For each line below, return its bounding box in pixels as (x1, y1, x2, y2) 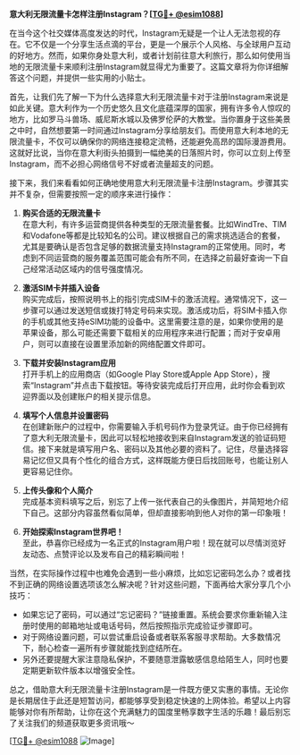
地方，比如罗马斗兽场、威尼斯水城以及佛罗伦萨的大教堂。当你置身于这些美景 (9, 114, 291, 124)
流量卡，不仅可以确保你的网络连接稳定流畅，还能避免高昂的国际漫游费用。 (16, 136, 291, 147)
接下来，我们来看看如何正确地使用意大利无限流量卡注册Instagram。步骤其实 (9, 178, 288, 188)
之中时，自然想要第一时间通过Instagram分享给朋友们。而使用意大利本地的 (9, 125, 281, 135)
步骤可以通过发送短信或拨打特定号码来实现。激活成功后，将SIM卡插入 (21, 305, 279, 316)
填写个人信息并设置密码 (21, 411, 109, 420)
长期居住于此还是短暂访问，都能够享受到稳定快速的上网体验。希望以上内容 (16, 695, 291, 706)
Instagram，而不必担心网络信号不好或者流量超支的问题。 (9, 158, 219, 169)
